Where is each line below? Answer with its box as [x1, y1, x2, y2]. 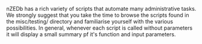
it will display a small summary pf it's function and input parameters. [6, 31, 177, 38]
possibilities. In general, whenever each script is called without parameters [6, 24, 193, 31]
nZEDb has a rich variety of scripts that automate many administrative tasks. [6, 5, 197, 12]
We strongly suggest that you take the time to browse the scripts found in [6, 11, 189, 19]
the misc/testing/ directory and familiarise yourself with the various [6, 18, 174, 25]
